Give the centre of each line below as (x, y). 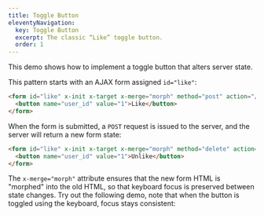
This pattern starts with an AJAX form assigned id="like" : (103, 82)
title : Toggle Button (44, 15)
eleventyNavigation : (42, 23)
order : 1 (29, 45)
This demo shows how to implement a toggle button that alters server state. (130, 67)
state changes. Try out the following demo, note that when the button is (124, 195)
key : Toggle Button (47, 30)
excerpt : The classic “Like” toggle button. (89, 37)
